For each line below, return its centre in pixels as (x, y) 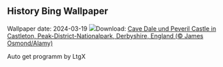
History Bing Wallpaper (58, 11)
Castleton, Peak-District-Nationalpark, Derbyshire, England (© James (105, 36)
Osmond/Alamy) (30, 43)
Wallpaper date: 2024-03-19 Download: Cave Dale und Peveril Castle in (111, 28)
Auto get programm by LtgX (46, 56)
